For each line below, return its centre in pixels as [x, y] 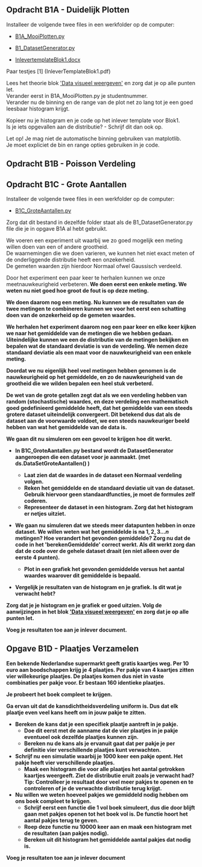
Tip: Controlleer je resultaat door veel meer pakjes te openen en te [109, 782]
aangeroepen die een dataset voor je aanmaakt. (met [83, 457]
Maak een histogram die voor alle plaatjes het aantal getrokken [104, 769]
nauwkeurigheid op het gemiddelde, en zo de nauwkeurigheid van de [94, 377]
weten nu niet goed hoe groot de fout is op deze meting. [77, 291]
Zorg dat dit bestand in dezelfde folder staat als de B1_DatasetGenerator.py [99, 222]
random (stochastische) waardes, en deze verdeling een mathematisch [97, 402]
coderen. [36, 501]
